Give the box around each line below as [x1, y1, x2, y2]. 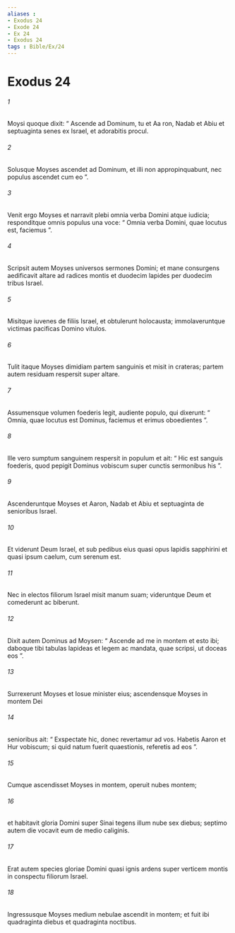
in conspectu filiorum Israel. [7, 871, 88, 881]
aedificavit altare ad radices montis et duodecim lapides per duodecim [7, 272, 212, 279]
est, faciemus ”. [7, 226, 53, 234]
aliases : [7, 10, 37, 18]
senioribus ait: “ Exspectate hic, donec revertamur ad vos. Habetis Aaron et [7, 735, 227, 743]
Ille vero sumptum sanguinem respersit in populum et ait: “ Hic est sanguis [7, 453, 224, 462]
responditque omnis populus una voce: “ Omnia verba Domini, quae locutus [7, 218, 227, 226]
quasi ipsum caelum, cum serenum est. [7, 552, 121, 561]
